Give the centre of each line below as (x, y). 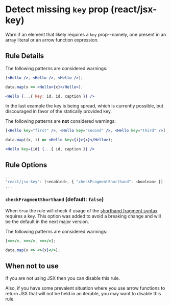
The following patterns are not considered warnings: (61, 121)
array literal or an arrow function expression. (52, 40)
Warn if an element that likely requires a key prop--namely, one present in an (86, 34)
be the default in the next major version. (47, 222)
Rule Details (25, 56)
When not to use (32, 266)
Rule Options (26, 165)
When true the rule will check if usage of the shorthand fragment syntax (81, 210)
